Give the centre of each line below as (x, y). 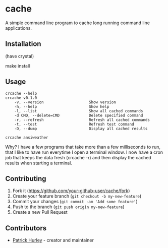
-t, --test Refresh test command (74, 124)
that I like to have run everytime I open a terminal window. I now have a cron (84, 152)
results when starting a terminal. (39, 163)
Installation (23, 44)
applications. (18, 28)
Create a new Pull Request (40, 212)
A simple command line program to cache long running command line (78, 23)
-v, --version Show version (65, 102)
